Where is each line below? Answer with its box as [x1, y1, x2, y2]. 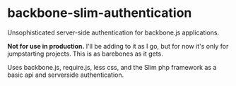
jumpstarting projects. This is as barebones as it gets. [7, 49, 164, 58]
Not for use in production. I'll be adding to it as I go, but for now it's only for [7, 42, 229, 50]
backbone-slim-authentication [7, 5, 192, 21]
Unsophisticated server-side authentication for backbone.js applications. [7, 28, 220, 37]
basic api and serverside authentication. [7, 70, 124, 79]
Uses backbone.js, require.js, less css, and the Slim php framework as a [7, 63, 217, 71]
